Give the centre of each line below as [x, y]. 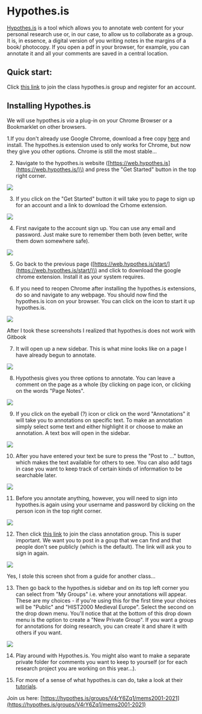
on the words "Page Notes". [50, 390]
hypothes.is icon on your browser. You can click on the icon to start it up [105, 301]
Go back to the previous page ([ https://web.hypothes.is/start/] [93, 264]
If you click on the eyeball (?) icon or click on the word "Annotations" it [103, 413]
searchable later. [36, 475]
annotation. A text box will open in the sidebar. [73, 433]
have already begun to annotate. [56, 355]
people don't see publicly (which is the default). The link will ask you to [103, 546]
